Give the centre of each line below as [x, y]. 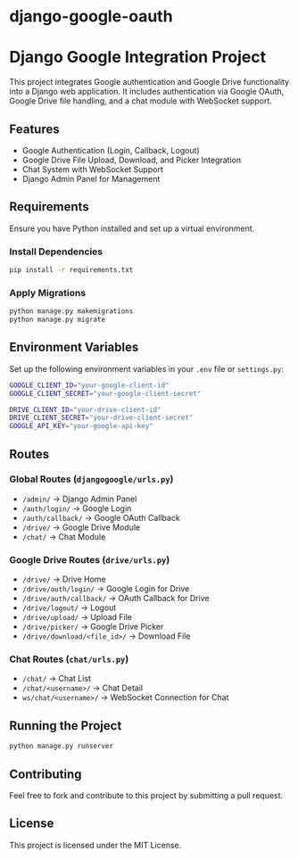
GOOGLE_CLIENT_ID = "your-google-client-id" [89, 385]
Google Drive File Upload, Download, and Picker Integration [132, 160]
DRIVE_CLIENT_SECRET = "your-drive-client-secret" [101, 418]
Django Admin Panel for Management [91, 178]
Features [34, 129]
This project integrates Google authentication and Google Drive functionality [149, 82]
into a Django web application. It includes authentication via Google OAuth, [147, 92]
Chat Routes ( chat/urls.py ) [69, 659]
